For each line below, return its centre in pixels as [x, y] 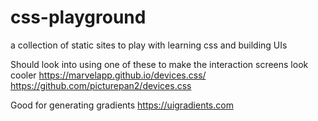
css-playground [78, 17]
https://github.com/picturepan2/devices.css [101, 85]
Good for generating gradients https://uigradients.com [122, 105]
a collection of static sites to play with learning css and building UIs [149, 45]
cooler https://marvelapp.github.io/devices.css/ [108, 75]
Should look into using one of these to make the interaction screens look [159, 64]
